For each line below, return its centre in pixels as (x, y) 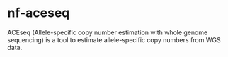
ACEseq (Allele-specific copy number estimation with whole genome (108, 32)
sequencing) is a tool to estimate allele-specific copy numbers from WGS (114, 39)
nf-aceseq (39, 13)
